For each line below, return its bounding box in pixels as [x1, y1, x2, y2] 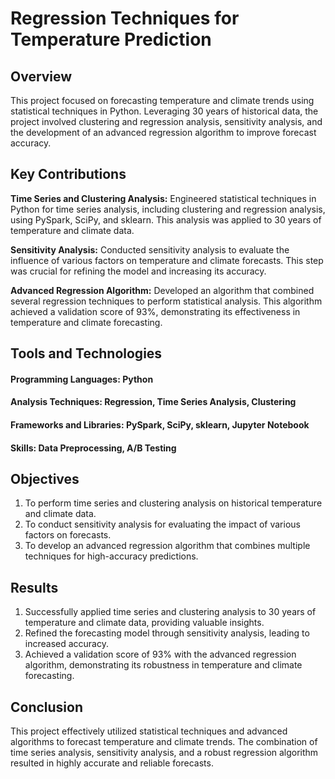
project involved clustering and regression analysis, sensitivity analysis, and [10, 116, 323, 127]
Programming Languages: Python [10, 373, 154, 385]
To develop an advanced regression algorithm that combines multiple [24, 540, 311, 552]
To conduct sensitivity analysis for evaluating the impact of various [24, 518, 301, 531]
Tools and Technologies [10, 345, 163, 362]
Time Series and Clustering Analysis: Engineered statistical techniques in [10, 192, 317, 204]
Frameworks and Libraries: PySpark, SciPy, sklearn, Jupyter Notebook [10, 418, 310, 431]
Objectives [10, 470, 80, 487]
